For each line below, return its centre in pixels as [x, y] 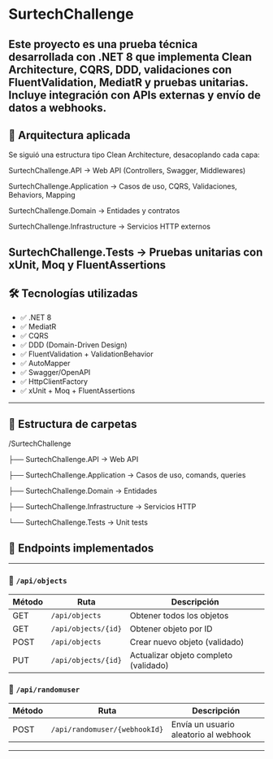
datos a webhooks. [58, 108]
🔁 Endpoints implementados [81, 548]
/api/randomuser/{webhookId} [107, 729]
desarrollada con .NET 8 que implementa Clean [130, 57]
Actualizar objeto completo [181, 655]
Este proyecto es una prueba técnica [103, 44]
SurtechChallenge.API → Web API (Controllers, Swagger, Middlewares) [127, 171]
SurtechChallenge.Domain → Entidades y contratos [94, 211]
